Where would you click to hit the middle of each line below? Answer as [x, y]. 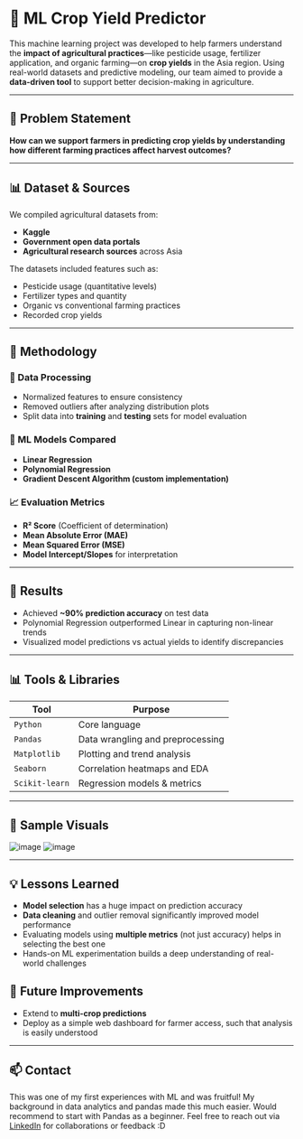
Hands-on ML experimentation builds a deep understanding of [138, 954]
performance [47, 925]
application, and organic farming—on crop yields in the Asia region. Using [147, 62]
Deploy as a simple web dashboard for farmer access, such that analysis [157, 1022]
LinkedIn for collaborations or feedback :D [87, 1125]
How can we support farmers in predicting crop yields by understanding [147, 140]
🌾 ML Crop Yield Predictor [108, 19]
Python [28, 725]
